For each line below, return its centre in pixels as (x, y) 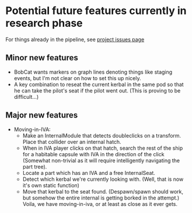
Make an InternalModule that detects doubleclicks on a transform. (102, 135)
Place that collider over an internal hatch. (72, 142)
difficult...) (26, 97)
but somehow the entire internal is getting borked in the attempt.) (101, 198)
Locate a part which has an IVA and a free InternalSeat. (89, 173)
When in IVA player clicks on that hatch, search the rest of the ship (103, 148)
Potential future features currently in (96, 11)
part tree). (35, 166)
